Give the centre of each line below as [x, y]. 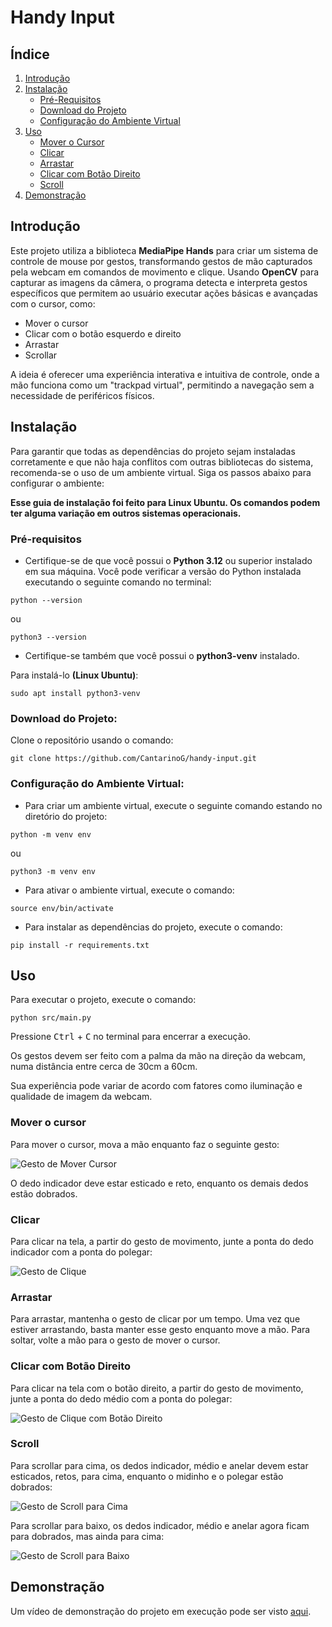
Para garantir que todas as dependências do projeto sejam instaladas [153, 451]
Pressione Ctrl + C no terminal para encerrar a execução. [131, 1037]
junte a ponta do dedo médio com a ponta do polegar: [121, 1398]
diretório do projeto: [66, 816]
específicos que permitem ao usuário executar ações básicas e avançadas [164, 293]
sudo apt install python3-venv [75, 693]
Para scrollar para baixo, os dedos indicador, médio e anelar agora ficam [160, 1525]
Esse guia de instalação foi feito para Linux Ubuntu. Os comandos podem [165, 502]
